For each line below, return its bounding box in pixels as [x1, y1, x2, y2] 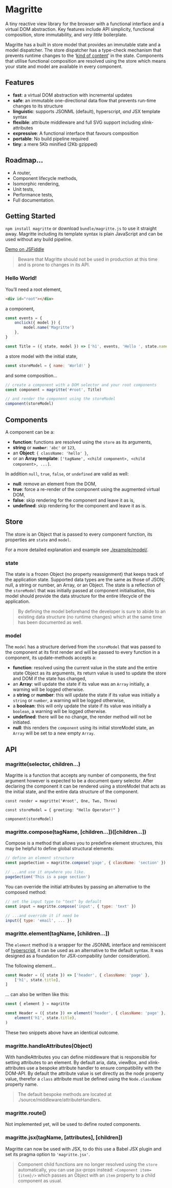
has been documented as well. [17, 619, 83, 626]
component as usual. [17, 1177, 62, 1183]
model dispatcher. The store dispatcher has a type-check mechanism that [5, 47, 162, 53]
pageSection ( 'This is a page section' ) [5, 874, 91, 880]
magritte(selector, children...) [5, 760, 81, 767]
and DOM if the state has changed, [12, 675, 87, 682]
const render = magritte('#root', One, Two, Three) [5, 798, 118, 804]
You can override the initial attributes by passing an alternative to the [5, 883, 150, 890]
